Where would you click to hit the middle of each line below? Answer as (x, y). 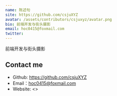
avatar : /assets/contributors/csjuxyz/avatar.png (59, 19)
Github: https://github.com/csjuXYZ (50, 77)
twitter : (14, 34)
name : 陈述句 (18, 10)
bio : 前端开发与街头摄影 (28, 24)
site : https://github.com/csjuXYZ (42, 15)
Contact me (24, 65)
